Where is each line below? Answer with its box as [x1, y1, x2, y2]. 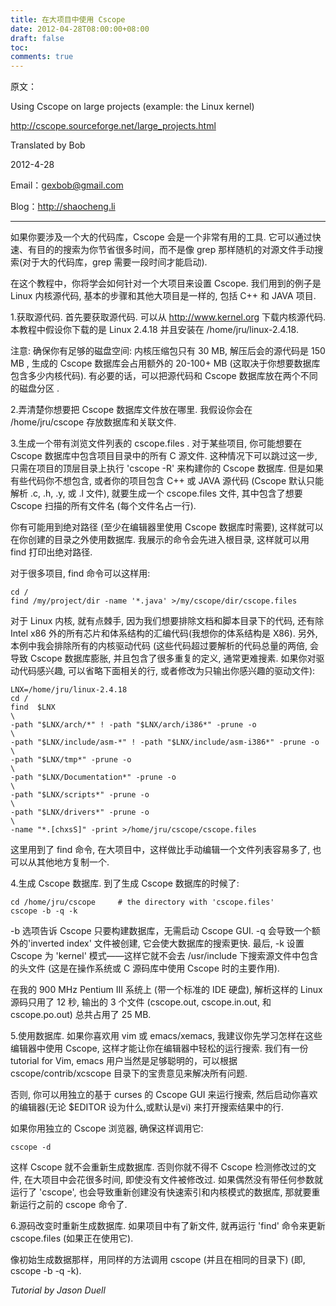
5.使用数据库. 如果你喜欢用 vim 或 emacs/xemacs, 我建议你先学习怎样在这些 [10, 1030, 323, 1042]
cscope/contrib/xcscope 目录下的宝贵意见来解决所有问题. [10, 1067, 248, 1080]
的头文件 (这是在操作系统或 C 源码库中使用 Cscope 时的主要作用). [10, 962, 280, 975]
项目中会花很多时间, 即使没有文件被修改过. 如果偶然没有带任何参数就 [41, 1174, 323, 1186]
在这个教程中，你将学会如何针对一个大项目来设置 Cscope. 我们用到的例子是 [10, 277, 322, 290]
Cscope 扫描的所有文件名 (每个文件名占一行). [10, 500, 197, 512]
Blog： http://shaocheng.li [10, 201, 116, 213]
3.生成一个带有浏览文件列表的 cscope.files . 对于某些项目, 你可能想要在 [10, 437, 303, 450]
